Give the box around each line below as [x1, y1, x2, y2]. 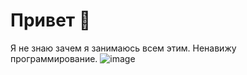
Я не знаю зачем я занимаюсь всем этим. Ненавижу [10, 42, 237, 54]
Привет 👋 [10, 9, 92, 32]
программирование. [10, 52, 98, 64]
